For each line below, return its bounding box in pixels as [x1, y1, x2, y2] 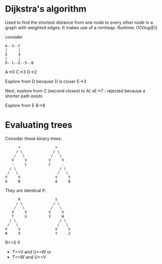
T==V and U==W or [12, 249, 52, 255]
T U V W [11, 214, 64, 219]
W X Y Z [5, 231, 71, 236]
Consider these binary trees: [5, 135, 62, 141]
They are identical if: [5, 187, 46, 193]
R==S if [5, 239, 20, 245]
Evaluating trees [5, 120, 72, 131]
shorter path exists [5, 93, 43, 99]
